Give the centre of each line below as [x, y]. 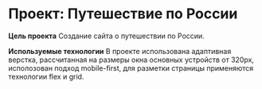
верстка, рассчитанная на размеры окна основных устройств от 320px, [131, 60]
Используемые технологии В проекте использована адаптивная [120, 51]
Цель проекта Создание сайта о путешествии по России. [106, 36]
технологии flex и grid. [46, 76]
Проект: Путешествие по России [123, 14]
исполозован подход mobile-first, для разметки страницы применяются [131, 68]
